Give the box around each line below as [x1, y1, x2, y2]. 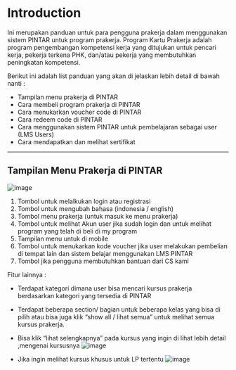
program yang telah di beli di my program [17, 227, 138, 235]
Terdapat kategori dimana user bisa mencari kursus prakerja [17, 283, 192, 293]
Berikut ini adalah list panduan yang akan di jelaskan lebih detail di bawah [7, 72, 220, 80]
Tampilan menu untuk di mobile [17, 234, 109, 243]
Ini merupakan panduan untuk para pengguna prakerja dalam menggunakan [7, 28, 228, 37]
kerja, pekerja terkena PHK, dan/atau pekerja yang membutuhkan [7, 51, 197, 59]
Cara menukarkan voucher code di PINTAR [17, 108, 142, 116]
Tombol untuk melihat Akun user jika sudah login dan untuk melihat [17, 219, 212, 228]
